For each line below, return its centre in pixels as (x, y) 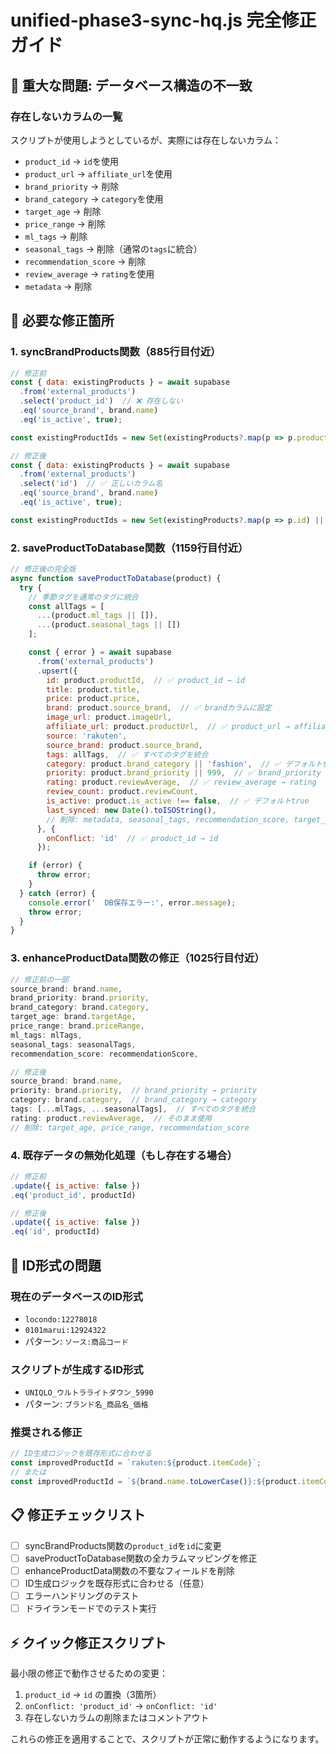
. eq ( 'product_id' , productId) (73, 1195)
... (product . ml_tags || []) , (97, 616)
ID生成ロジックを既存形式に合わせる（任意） (117, 1583)
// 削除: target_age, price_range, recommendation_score (130, 1127)
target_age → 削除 (63, 211)
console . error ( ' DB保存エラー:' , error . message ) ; (132, 902)
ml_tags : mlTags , (46, 1035)
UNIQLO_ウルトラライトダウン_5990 (89, 1393)
